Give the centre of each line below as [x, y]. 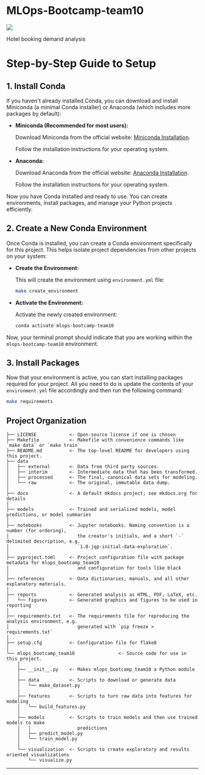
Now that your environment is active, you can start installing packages [95, 377]
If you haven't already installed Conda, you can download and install [92, 101]
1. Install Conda [36, 86]
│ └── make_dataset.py [49, 685]
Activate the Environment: [49, 302]
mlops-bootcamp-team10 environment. [52, 344]
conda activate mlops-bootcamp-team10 [64, 326]
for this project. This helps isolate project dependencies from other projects [101, 249]
